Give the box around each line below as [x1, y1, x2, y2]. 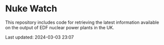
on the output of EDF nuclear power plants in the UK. [5, 24, 114, 30]
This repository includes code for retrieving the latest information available [5, 19, 159, 25]
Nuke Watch [5, 3, 58, 14]
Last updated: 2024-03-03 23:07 [5, 34, 74, 40]
